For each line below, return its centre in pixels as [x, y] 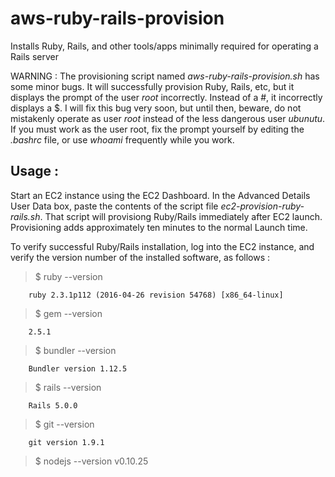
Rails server [34, 56]
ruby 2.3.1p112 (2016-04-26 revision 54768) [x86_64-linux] [156, 295]
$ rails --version [68, 387]
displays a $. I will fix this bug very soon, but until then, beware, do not [156, 108]
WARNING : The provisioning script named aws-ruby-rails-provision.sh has [165, 76]
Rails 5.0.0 [53, 405]
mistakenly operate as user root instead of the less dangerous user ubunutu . [168, 118]
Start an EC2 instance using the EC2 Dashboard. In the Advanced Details [160, 195]
